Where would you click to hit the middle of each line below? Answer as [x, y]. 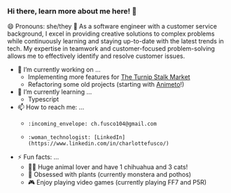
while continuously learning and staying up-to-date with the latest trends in [115, 41]
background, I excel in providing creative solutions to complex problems [111, 34]
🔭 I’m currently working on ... [59, 70]
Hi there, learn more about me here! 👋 [72, 11]
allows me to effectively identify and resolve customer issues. [96, 56]
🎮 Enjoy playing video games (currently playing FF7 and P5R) [117, 183]
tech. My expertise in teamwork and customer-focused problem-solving [111, 49]
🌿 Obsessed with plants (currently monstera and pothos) [109, 175]
